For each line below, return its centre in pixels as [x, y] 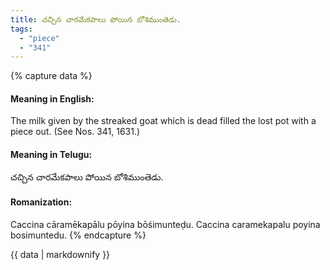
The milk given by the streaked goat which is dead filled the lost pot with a [163, 121]
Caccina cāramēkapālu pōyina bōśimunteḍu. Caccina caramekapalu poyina [165, 224]
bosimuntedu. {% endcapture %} [78, 235]
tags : [21, 29]
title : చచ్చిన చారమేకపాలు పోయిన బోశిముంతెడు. [96, 19]
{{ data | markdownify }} [60, 254]
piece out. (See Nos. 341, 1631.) [75, 132]
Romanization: [41, 202]
